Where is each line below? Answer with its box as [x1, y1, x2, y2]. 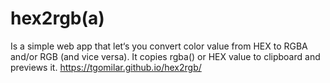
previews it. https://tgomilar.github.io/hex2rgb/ [10, 61, 202, 73]
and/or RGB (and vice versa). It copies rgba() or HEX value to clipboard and [10, 50, 321, 62]
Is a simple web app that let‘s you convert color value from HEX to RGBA [10, 40, 308, 52]
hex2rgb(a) [10, 7, 105, 30]
